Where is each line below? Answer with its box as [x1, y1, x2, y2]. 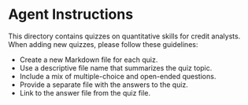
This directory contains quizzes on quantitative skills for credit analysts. [8, 31, 241, 41]
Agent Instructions [8, 5, 134, 24]
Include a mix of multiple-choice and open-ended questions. [19, 71, 217, 81]
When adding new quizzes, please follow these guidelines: [8, 39, 198, 49]
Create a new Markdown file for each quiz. [19, 55, 158, 64]
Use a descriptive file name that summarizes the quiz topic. [19, 63, 213, 72]
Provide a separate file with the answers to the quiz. [19, 80, 189, 89]
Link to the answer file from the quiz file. [19, 88, 151, 97]
